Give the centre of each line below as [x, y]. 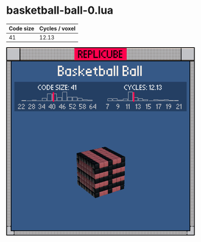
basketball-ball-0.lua [60, 10]
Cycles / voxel [57, 29]
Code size [22, 29]
